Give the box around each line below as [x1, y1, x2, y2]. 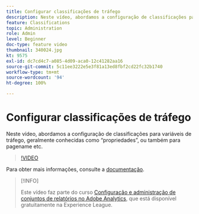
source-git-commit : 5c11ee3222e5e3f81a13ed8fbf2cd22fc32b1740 [6, 63, 163, 70]
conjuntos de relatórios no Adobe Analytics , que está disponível [20, 194, 176, 202]
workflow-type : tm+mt [6, 69, 60, 75]
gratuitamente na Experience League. [20, 201, 113, 208]
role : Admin [6, 31, 36, 37]
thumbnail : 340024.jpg [6, 47, 62, 53]
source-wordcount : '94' [6, 74, 65, 80]
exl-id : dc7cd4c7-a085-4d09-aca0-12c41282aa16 [6, 58, 123, 64]
